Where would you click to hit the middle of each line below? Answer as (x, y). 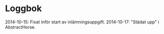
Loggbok (23, 8)
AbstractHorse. (20, 27)
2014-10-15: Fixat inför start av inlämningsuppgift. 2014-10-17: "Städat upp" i (82, 22)
